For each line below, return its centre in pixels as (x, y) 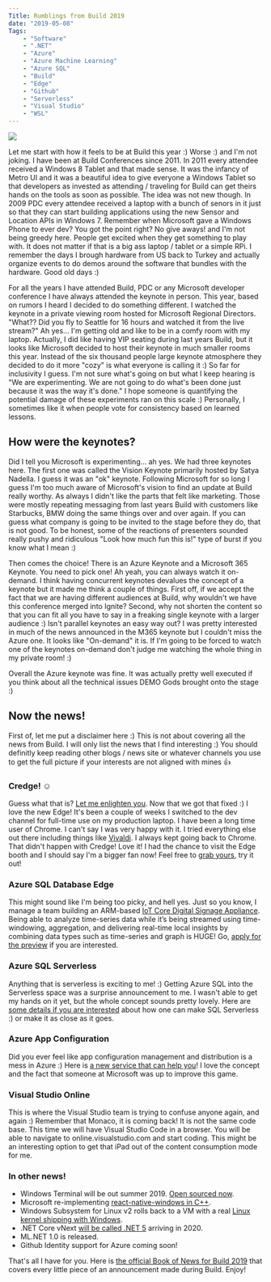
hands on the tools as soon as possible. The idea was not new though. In (130, 195)
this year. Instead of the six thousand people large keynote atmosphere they (135, 356)
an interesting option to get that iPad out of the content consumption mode (133, 1147)
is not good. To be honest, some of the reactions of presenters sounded (128, 530)
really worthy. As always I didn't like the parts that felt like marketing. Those (134, 496)
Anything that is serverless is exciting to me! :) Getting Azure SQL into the (131, 984)
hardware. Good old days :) (54, 272)
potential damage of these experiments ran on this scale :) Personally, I (127, 400)
